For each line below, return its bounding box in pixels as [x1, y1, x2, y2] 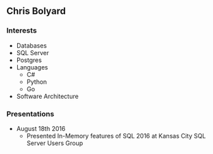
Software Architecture [16, 92, 79, 100]
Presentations [6, 109, 55, 119]
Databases [16, 41, 47, 50]
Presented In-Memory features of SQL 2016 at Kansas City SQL [26, 132, 206, 140]
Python [26, 78, 47, 86]
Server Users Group [26, 139, 84, 147]
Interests [6, 26, 37, 35]
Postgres [16, 56, 42, 64]
